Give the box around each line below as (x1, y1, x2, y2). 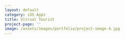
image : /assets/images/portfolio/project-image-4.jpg (5, 26, 120, 31)
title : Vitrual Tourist (5, 17, 55, 22)
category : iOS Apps (5, 12, 46, 17)
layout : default (5, 7, 39, 13)
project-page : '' (5, 21, 41, 27)
